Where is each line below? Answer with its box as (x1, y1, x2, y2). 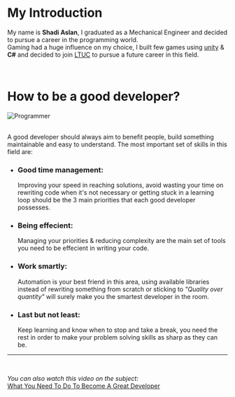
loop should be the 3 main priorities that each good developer (17, 196, 196, 204)
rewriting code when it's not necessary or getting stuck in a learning (17, 188, 215, 197)
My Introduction (7, 5, 103, 21)
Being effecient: (17, 221, 73, 230)
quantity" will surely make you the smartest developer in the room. (17, 292, 210, 300)
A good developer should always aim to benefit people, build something (7, 132, 215, 141)
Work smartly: (17, 261, 68, 271)
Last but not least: (17, 309, 80, 319)
